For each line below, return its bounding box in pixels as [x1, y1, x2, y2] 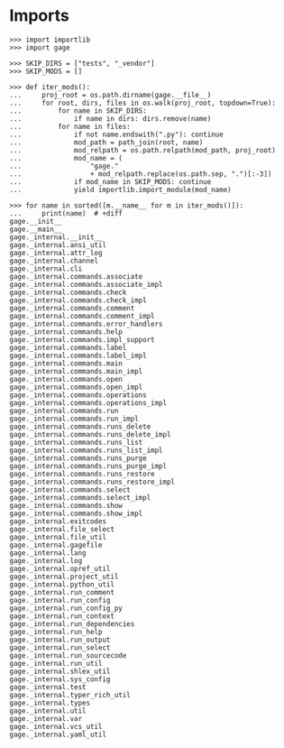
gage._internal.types [9, 698, 91, 707]
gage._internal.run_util [9, 659, 103, 668]
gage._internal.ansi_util [9, 240, 106, 249]
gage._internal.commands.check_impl [9, 295, 147, 305]
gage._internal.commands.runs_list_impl [9, 446, 164, 455]
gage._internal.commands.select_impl [9, 493, 151, 502]
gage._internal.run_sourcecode [9, 651, 127, 660]
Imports [9, 5, 69, 26]
